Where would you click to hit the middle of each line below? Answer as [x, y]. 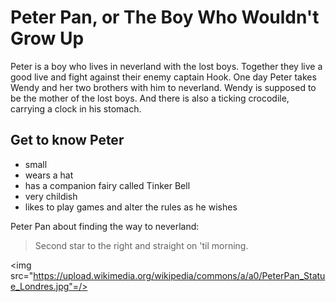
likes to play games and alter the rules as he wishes [131, 207]
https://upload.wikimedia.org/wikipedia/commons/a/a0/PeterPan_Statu [179, 275]
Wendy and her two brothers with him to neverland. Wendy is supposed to [163, 87]
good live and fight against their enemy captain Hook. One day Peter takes [163, 77]
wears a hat [49, 175]
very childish [51, 196]
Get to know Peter [67, 140]
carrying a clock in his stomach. [76, 108]
